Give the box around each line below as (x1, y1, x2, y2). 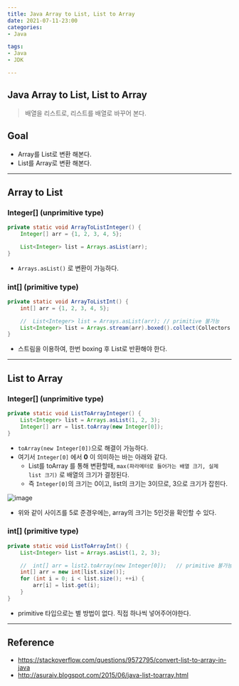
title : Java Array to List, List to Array (7, 10, 135, 18)
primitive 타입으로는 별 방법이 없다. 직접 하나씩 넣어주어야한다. (17, 608, 191, 617)
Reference (7, 637, 55, 649)
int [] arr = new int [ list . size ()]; (20, 568, 126, 576)
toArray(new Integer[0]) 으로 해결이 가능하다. (17, 443, 149, 452)
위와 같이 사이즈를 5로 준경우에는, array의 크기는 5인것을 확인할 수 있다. (17, 508, 217, 516)
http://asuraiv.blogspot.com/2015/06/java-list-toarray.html (17, 670, 188, 679)
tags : (7, 43, 23, 51)
